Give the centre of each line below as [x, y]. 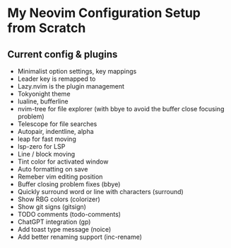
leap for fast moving [47, 139]
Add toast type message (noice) [64, 229]
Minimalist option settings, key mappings [77, 71]
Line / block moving [46, 154]
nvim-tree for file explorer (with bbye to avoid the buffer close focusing [121, 109]
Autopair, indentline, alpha [55, 131]
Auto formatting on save [53, 169]
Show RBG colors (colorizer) [59, 199]
